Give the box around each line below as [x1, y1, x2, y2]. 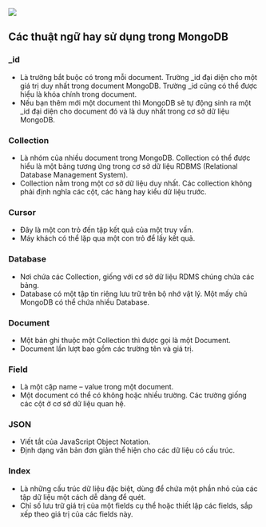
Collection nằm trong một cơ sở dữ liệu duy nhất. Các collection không [19, 178, 252, 188]
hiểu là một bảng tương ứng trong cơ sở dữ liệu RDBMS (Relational [19, 161, 238, 171]
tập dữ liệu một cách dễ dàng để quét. [19, 492, 146, 501]
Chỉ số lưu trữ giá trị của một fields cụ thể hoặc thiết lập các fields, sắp [19, 501, 253, 510]
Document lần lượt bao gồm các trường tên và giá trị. [19, 344, 194, 353]
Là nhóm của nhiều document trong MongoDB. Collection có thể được [19, 153, 251, 162]
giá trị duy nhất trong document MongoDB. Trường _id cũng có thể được [19, 81, 258, 90]
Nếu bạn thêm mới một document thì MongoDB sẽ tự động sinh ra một [19, 98, 252, 107]
